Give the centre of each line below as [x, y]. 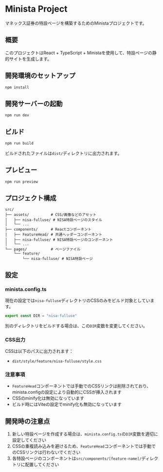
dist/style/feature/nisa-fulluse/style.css [57, 362]
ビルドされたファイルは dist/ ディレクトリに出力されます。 [63, 153]
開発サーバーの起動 [34, 104]
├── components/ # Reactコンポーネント [48, 230]
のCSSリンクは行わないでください [46, 452]
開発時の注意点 [27, 421]
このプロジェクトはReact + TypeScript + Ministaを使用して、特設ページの [79, 53]
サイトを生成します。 [30, 59]
